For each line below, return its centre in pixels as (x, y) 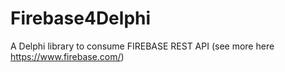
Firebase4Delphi (81, 18)
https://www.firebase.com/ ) (67, 56)
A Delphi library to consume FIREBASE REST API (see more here (142, 46)
